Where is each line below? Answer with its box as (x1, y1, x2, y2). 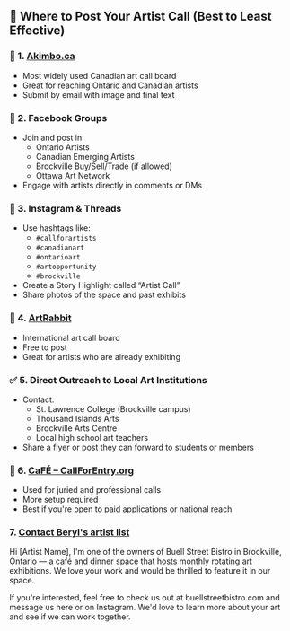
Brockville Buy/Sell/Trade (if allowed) (35, 161, 173, 171)
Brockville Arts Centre (35, 423, 118, 434)
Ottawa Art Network (35, 170, 110, 180)
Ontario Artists (35, 141, 90, 153)
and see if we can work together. (9, 611, 132, 622)
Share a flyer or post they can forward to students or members (22, 442, 254, 452)
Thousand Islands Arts (35, 413, 119, 424)
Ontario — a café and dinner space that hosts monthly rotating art (9, 556, 253, 566)
